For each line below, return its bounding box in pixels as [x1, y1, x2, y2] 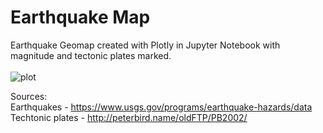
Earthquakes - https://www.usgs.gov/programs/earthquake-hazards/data [10, 101, 313, 113]
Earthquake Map [10, 6, 151, 29]
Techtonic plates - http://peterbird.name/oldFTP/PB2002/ [10, 111, 248, 123]
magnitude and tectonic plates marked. [10, 49, 172, 61]
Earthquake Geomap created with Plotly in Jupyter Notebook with [10, 39, 281, 51]
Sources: [10, 90, 48, 102]
